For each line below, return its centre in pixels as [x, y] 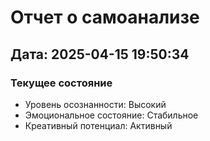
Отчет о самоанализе [105, 17]
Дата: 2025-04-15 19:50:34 [100, 54]
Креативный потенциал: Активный [98, 125]
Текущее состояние [61, 83]
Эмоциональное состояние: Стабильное [111, 115]
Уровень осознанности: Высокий [95, 104]
